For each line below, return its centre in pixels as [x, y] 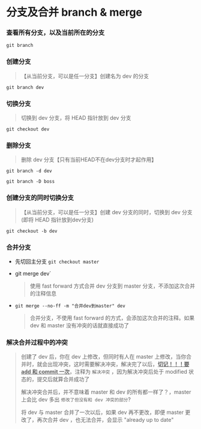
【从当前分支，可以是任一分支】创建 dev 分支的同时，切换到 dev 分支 [107, 212]
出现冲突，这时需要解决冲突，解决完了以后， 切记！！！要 [118, 364]
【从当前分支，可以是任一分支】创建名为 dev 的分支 [85, 76]
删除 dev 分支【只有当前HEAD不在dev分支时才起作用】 [89, 159]
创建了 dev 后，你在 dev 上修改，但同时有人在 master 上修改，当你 [103, 357]
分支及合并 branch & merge [74, 12]
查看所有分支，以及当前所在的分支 [55, 32]
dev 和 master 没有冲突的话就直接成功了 [79, 325]
